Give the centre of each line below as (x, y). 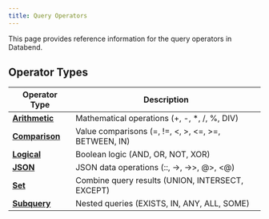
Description (166, 99)
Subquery (32, 204)
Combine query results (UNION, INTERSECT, (160, 180)
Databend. (26, 47)
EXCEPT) (93, 191)
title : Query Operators (48, 16)
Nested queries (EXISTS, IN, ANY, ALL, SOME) (163, 204)
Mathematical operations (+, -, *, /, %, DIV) (157, 119)
